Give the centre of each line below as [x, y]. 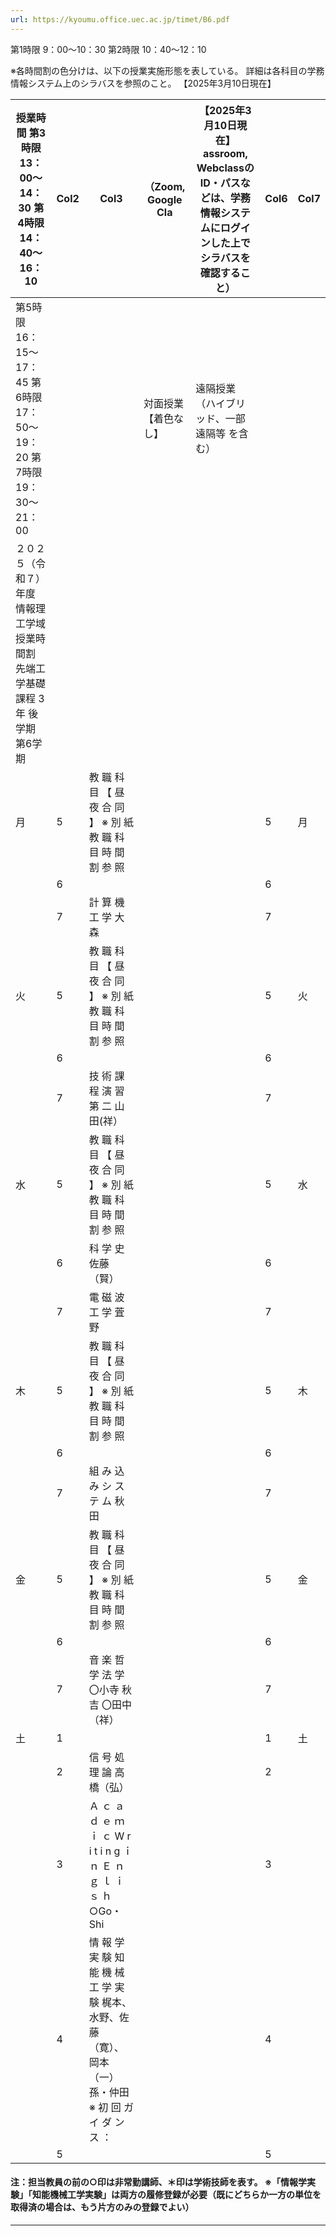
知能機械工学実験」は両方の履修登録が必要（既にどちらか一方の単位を [176, 2195]
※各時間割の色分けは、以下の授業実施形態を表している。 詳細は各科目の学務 [167, 70]
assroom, [225, 153]
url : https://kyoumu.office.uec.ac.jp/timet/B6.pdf [120, 19]
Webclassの [225, 168]
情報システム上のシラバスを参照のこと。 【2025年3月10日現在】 [143, 83]
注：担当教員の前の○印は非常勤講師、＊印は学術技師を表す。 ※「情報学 [159, 2182]
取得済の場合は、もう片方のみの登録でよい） [102, 2207]
